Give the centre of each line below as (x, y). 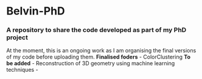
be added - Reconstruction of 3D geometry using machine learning (91, 63)
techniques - (22, 70)
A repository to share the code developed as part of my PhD (96, 30)
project (17, 37)
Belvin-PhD (36, 11)
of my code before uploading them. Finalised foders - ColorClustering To (98, 57)
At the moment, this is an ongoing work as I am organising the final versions (101, 51)
